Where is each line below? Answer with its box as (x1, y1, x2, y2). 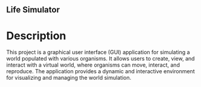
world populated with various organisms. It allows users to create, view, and (6, 55, 195, 62)
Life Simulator (6, 5, 60, 15)
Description (6, 29, 66, 43)
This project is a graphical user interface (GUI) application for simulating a (6, 49, 190, 56)
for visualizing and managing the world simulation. (6, 74, 132, 82)
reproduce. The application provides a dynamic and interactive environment (6, 68, 195, 75)
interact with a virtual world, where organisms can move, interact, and (6, 61, 180, 68)
